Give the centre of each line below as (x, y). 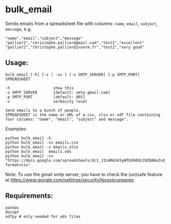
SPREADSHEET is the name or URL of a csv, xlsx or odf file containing (83, 115)
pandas (12, 208)
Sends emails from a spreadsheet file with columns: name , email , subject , (81, 23)
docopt (12, 212)
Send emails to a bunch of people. (43, 110)
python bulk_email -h (28, 138)
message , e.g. (19, 29)
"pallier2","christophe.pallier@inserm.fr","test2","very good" (75, 47)
